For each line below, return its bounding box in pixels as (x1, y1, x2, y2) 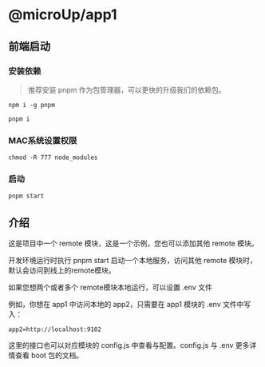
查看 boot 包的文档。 (14, 350, 84, 361)
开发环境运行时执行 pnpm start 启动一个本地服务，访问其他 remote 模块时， (8, 256, 257, 265)
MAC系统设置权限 (8, 134, 77, 146)
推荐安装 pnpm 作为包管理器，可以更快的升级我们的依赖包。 (27, 85, 226, 94)
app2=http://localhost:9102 (8, 325, 102, 333)
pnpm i (8, 114, 30, 123)
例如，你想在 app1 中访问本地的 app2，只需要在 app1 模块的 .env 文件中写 (8, 300, 251, 309)
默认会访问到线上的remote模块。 (8, 265, 116, 275)
